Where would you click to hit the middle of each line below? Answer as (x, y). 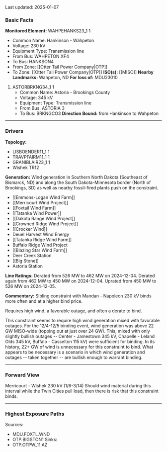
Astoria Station (28, 266)
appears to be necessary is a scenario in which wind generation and (75, 352)
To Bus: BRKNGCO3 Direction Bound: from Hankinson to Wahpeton (89, 113)
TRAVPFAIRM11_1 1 (31, 157)
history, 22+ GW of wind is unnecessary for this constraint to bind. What (79, 347)
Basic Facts (19, 20)
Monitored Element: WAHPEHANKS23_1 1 (48, 31)
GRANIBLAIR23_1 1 (31, 162)
